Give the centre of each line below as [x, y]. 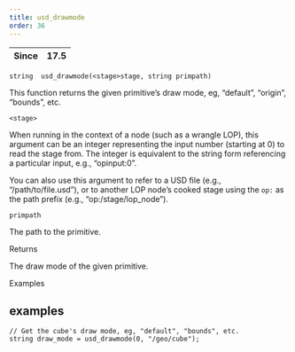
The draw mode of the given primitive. [79, 266]
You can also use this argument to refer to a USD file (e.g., [115, 180]
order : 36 [27, 26]
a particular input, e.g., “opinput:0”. [73, 163]
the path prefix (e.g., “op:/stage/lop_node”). [89, 199]
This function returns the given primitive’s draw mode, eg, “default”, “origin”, [147, 92]
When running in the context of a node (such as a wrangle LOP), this [134, 135]
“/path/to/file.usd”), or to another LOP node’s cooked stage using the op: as [147, 189]
